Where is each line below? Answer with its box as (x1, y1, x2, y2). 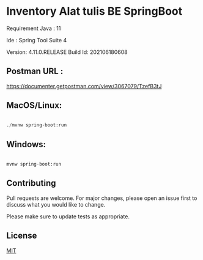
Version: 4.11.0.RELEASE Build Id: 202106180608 (6, 48, 128, 56)
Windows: (6, 139, 46, 150)
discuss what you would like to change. (6, 201, 106, 208)
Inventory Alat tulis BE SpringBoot (6, 4, 183, 18)
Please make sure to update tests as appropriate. (6, 213, 130, 220)
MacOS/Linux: (6, 100, 62, 111)
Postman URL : (6, 66, 64, 77)
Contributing (6, 178, 56, 188)
